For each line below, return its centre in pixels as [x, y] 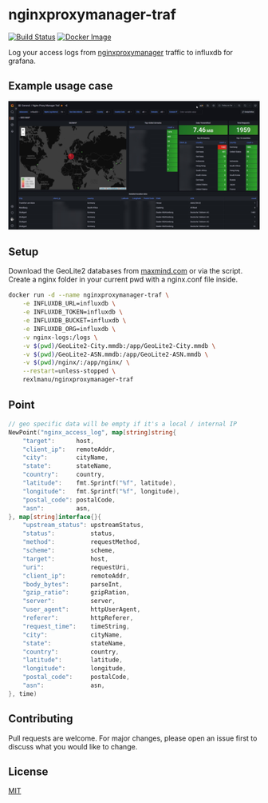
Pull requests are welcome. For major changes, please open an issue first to [133, 738]
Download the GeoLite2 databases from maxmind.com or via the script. [126, 271]
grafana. [22, 61]
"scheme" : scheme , [69, 551]
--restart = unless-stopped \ [69, 371]
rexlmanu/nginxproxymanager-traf [78, 380]
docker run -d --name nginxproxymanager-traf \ [89, 295]
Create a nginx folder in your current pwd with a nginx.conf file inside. [123, 280]
